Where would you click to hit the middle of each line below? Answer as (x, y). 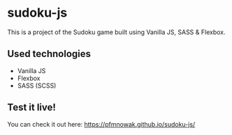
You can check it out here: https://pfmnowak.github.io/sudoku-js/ (101, 124)
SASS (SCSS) (37, 86)
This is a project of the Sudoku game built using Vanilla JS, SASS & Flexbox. (116, 32)
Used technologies (49, 54)
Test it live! (31, 108)
